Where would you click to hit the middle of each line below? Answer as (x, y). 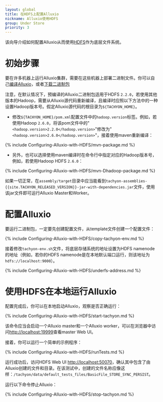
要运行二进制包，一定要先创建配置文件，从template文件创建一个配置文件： (80, 229)
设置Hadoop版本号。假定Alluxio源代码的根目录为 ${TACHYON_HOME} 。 (72, 107)
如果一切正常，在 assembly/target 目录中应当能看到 (55, 181)
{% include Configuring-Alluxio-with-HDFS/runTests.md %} (65, 352)
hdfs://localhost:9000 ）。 (31, 261)
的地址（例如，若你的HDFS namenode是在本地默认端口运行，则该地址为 (77, 255)
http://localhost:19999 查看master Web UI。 (53, 332)
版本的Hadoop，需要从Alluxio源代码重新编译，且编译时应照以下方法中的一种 (81, 101)
